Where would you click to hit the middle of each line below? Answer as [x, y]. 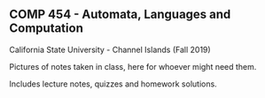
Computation [47, 29]
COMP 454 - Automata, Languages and [120, 15]
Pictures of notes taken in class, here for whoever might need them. [133, 66]
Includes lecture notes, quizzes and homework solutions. [113, 84]
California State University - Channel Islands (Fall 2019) [110, 49]
